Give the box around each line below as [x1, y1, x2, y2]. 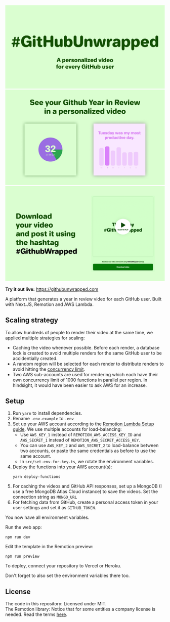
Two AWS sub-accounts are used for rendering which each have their [12, 371, 158, 377]
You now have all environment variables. [5, 514, 90, 520]
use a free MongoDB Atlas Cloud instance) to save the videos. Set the [12, 488, 158, 495]
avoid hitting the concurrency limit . [12, 366, 85, 372]
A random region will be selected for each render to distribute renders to [12, 361, 164, 367]
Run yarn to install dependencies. [12, 410, 82, 416]
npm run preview [5, 554, 39, 559]
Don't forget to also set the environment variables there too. [5, 572, 130, 579]
